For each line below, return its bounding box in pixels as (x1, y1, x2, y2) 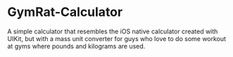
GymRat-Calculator (7, 4, 123, 20)
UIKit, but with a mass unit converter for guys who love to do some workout (7, 34, 227, 42)
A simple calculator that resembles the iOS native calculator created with (7, 27, 218, 35)
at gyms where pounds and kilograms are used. (7, 42, 146, 50)
